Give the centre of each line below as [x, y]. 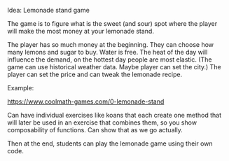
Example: [21, 88]
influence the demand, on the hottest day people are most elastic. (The [110, 59]
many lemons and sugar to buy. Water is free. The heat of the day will [107, 52]
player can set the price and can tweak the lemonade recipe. [95, 74]
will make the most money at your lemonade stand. [81, 31]
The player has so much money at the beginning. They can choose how [111, 44]
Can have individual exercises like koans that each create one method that [114, 115]
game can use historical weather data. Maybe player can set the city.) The [114, 67]
